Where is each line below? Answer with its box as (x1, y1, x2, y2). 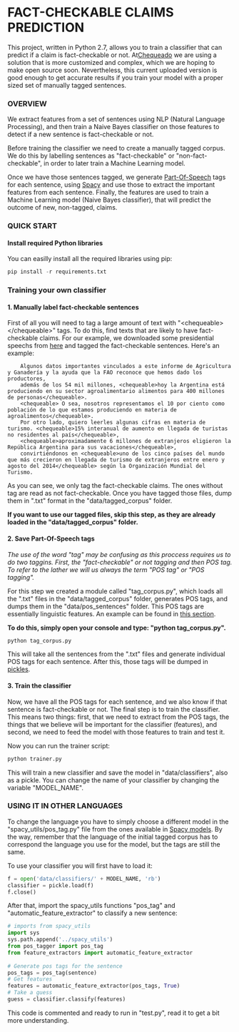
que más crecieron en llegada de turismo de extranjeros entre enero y (7, 456, 225, 464)
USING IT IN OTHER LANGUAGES (7, 801, 123, 811)
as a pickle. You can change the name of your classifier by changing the (7, 775, 220, 785)
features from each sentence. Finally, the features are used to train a (7, 188, 209, 197)
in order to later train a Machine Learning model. (44, 159, 185, 168)
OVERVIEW (7, 98, 48, 108)
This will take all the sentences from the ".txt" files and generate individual (7, 650, 225, 658)
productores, (7, 375, 46, 382)
